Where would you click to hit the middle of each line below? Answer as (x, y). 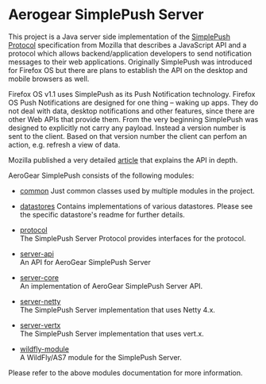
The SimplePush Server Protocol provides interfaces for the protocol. (133, 238)
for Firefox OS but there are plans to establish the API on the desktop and (128, 70)
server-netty (40, 301)
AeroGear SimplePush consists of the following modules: (101, 175)
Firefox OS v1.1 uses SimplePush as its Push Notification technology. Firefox (132, 94)
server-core (39, 277)
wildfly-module (44, 349)
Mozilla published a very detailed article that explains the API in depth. (123, 159)
